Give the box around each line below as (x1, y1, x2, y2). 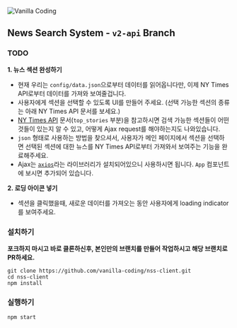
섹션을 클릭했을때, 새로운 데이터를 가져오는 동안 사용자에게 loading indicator (17, 199, 229, 207)
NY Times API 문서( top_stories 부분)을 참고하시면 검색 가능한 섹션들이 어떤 (17, 115, 230, 124)
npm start (7, 314, 37, 321)
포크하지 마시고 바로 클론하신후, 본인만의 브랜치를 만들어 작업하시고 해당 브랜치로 (7, 244, 228, 252)
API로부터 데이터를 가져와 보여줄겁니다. (17, 89, 127, 98)
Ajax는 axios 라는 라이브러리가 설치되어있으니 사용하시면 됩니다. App (17, 160, 205, 168)
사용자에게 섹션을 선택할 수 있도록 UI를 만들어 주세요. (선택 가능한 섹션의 (17, 98, 217, 106)
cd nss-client (7, 273, 50, 281)
